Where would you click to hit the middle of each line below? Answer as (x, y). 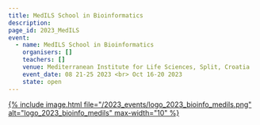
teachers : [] (44, 60)
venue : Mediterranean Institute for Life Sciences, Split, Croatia (136, 67)
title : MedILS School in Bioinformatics (76, 15)
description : (30, 23)
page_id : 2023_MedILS (44, 30)
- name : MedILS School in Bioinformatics (85, 45)
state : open (42, 81)
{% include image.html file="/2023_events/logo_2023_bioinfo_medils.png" (130, 104)
